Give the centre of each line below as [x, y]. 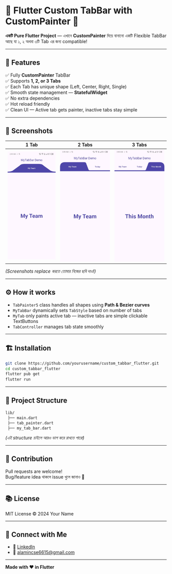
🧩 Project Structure [36, 400]
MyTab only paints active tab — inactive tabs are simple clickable [80, 316]
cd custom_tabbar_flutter [33, 369]
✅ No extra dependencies [33, 98]
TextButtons [25, 321]
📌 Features [23, 63]
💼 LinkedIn [24, 547]
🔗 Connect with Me [36, 535]
